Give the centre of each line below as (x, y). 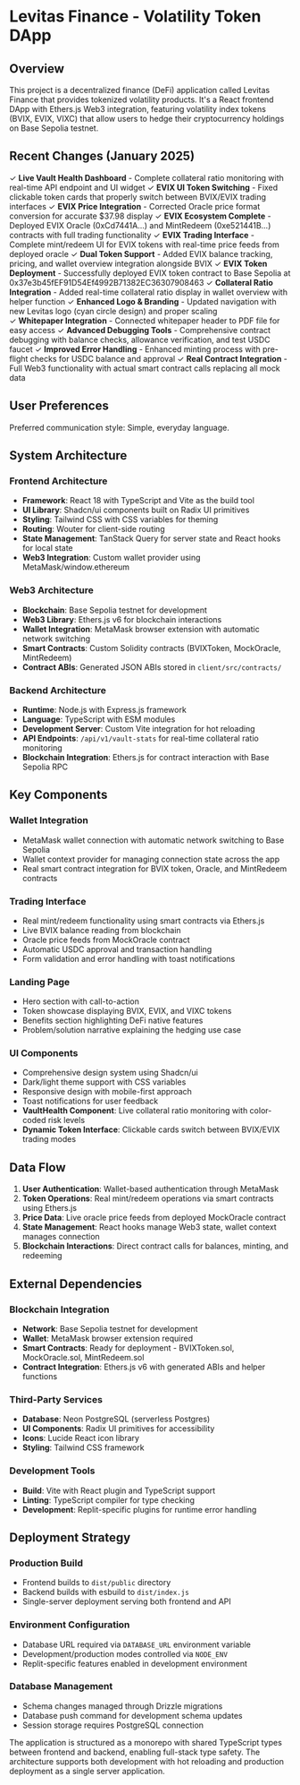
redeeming (42, 1256)
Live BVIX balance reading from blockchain (101, 930)
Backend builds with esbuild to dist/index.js (105, 1592)
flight (19, 358)
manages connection (61, 1237)
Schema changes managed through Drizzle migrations (122, 1706)
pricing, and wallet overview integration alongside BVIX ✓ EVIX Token (138, 263)
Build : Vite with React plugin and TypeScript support (119, 1490)
